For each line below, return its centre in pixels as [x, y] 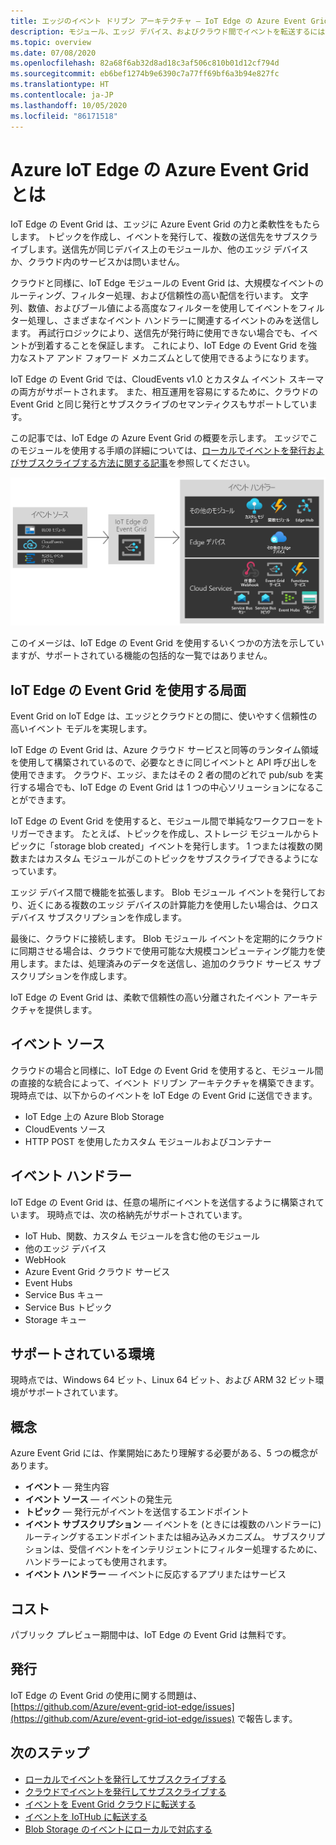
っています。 [36, 871]
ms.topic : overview [51, 42]
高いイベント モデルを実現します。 [81, 728]
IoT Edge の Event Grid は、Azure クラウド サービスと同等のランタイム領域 [164, 749]
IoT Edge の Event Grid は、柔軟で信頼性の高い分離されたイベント [146, 997]
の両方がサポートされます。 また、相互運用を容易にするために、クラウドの [164, 392]
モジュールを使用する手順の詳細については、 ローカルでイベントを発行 [163, 451]
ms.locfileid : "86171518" [64, 116]
